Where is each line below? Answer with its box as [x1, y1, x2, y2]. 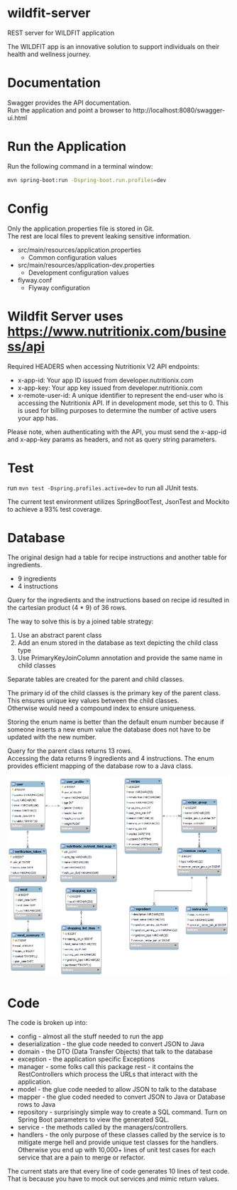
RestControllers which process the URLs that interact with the [17, 1070, 198, 1079]
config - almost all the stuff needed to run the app [17, 1032, 164, 1041]
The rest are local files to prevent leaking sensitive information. [7, 231, 192, 240]
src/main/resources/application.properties [17, 246, 142, 254]
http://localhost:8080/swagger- [133, 105, 226, 115]
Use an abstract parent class [17, 631, 102, 640]
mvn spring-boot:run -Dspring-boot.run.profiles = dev [7, 177, 167, 184]
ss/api [7, 338, 45, 354]
